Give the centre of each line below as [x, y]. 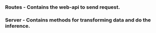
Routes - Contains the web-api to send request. [63, 7]
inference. [18, 26]
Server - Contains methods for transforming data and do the [78, 20]
